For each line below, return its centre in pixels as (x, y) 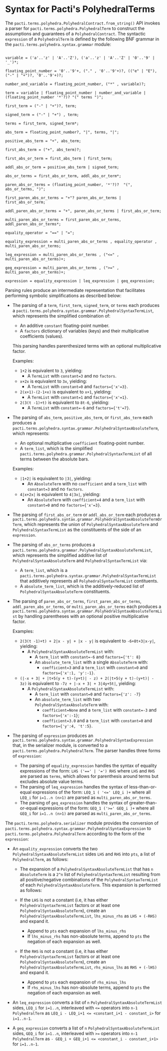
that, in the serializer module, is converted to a (60, 745)
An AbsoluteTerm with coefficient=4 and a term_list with (86, 499)
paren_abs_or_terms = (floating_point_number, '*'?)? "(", (69, 184)
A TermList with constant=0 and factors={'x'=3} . (78, 386)
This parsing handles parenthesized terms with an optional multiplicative (87, 345)
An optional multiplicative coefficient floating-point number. (82, 443)
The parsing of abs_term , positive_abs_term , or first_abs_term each (83, 417)
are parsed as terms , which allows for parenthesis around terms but (89, 776)
